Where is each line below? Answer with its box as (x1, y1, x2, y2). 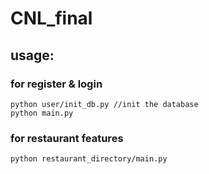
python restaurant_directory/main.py (10, 154, 168, 164)
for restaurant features (10, 131, 124, 145)
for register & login (10, 77, 103, 91)
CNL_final (10, 7, 93, 30)
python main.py (10, 108, 74, 118)
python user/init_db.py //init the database (10, 99, 199, 109)
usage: (10, 47, 55, 64)
